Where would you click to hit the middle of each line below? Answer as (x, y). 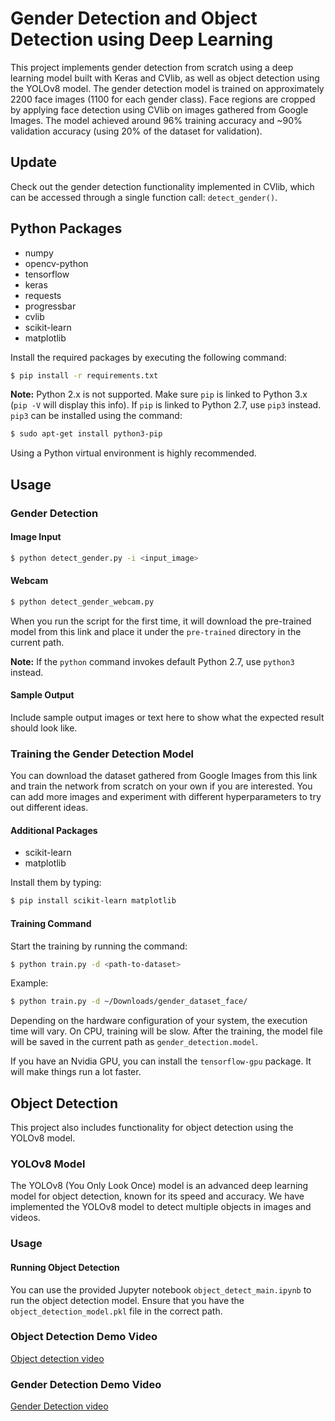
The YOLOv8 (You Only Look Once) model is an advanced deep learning (159, 1186)
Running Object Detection (65, 1267)
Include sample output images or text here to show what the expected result (167, 717)
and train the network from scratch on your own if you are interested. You (161, 786)
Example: (29, 983)
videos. (25, 1218)
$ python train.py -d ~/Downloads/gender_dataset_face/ (129, 1002)
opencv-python (56, 263)
